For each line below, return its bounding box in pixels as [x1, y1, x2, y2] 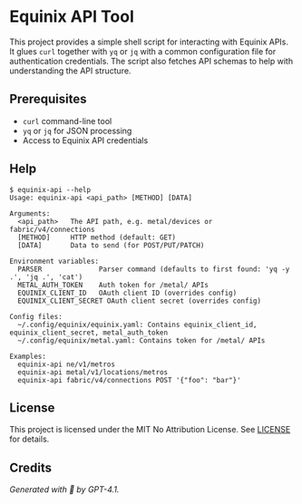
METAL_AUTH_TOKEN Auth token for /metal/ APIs [17, 280, 209, 289]
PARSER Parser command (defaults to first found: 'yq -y [17, 265, 290, 274]
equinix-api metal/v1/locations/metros [17, 367, 169, 377]
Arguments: [9, 208, 51, 218]
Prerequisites [9, 92, 87, 107]
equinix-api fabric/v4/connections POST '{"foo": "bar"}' [17, 375, 242, 384]
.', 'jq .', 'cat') [9, 272, 83, 282]
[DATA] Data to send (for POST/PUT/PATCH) [17, 240, 205, 250]
